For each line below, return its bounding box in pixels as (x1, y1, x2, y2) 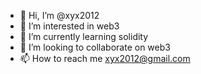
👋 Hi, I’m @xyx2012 (19, 10, 100, 21)
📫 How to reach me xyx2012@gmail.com (19, 53, 191, 64)
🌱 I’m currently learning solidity (19, 31, 149, 42)
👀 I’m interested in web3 (19, 20, 120, 32)
